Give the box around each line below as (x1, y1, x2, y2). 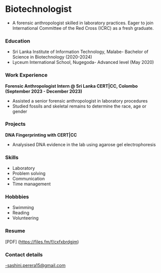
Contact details (5, 251, 43, 258)
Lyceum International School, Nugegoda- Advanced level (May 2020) (12, 59, 155, 65)
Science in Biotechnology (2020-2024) (12, 54, 93, 60)
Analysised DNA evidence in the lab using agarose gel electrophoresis (12, 141, 156, 147)
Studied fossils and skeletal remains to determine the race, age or (12, 103, 147, 109)
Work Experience (5, 72, 48, 79)
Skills (5, 154, 19, 161)
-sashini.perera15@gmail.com (5, 263, 66, 269)
